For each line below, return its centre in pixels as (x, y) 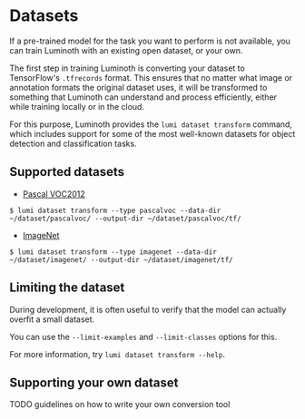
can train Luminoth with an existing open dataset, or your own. (126, 50)
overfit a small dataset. (52, 319)
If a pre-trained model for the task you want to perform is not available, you (150, 41)
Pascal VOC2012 (54, 194)
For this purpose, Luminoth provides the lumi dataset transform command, (151, 124)
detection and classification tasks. (74, 143)
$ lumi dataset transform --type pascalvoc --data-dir (115, 210)
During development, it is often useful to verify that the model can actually (148, 309)
